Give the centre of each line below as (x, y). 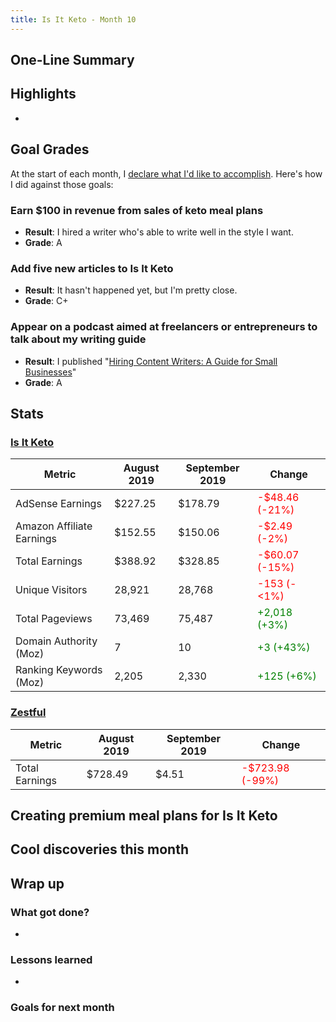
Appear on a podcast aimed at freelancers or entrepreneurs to (164, 327)
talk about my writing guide (78, 339)
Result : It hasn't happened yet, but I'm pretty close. (131, 290)
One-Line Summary (72, 60)
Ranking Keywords (59, 670)
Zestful (28, 713)
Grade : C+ (46, 301)
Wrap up (37, 883)
